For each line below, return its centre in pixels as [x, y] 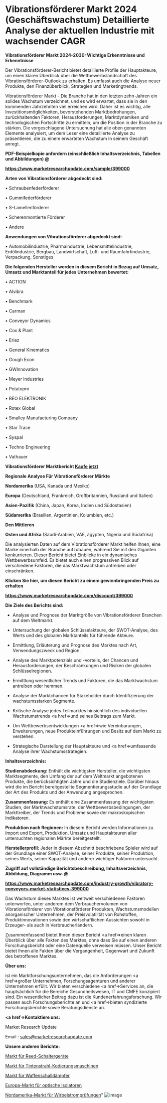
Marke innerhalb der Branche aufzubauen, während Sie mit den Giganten [81, 549]
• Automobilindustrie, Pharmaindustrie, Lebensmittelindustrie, [69, 246]
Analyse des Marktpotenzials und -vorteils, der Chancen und [75, 660]
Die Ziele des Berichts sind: [34, 605]
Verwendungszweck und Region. [47, 650]
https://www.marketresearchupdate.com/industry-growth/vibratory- [79, 883]
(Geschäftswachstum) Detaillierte [77, 20]
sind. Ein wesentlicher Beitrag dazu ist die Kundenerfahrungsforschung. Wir [83, 997]
